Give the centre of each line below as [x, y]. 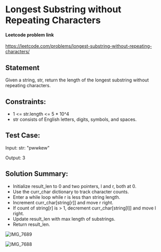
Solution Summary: [37, 174]
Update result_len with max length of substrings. [64, 219]
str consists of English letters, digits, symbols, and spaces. [75, 119]
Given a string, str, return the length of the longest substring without [77, 80]
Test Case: [23, 135]
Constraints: [26, 102]
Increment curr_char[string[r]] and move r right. [63, 202]
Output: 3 [15, 158]
